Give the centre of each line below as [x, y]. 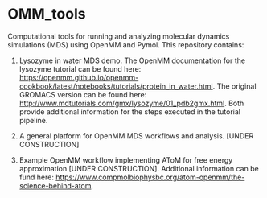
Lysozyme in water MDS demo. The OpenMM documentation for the [132, 60]
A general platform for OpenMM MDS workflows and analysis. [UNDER [136, 136]
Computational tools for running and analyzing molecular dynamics [119, 36]
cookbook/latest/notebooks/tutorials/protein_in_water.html [116, 86]
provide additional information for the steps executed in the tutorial [129, 111]
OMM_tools [47, 14]
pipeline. [33, 120]
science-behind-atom [55, 185]
